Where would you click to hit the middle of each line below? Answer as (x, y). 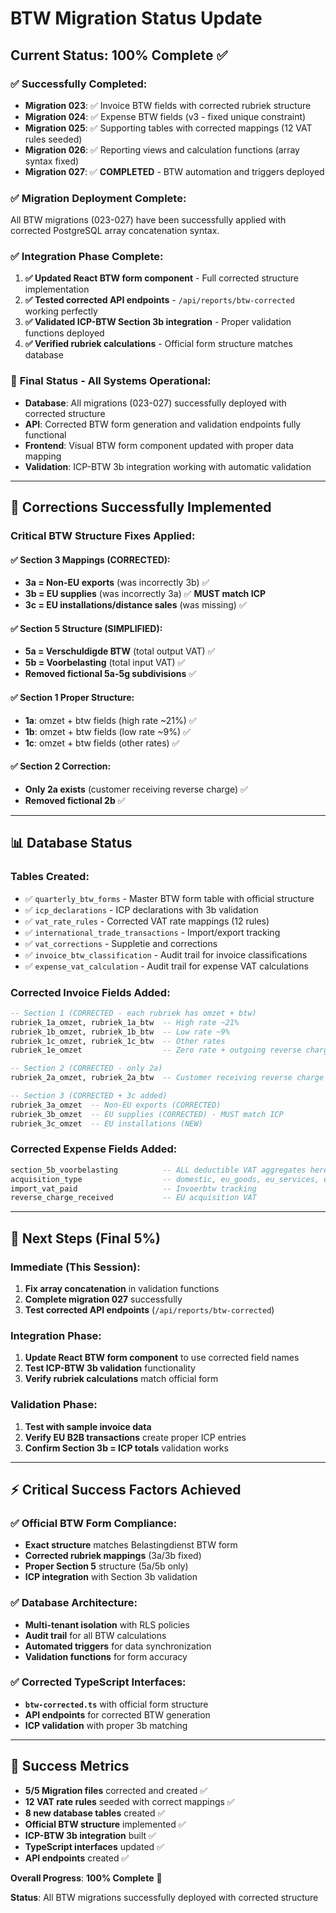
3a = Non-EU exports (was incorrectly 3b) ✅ (117, 583)
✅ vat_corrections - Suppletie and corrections (121, 943)
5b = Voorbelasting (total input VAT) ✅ (105, 663)
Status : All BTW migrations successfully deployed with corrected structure (164, 1897)
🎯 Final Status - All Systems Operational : (111, 381)
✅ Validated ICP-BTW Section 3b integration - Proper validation (158, 322)
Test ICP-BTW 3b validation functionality (110, 1368)
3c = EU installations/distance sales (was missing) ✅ (135, 605)
